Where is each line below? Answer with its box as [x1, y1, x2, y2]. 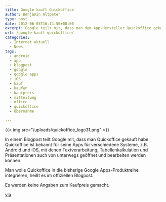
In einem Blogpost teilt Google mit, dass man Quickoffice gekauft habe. [5, 136, 150, 142]
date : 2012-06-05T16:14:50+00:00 [5, 21, 74, 26]
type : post [5, 16, 28, 21]
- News [9, 44, 23, 49]
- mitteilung [9, 95, 37, 100]
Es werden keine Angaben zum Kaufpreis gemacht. [5, 182, 110, 188]
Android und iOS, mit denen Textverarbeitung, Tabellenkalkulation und [5, 147, 148, 153]
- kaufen [9, 85, 28, 91]
